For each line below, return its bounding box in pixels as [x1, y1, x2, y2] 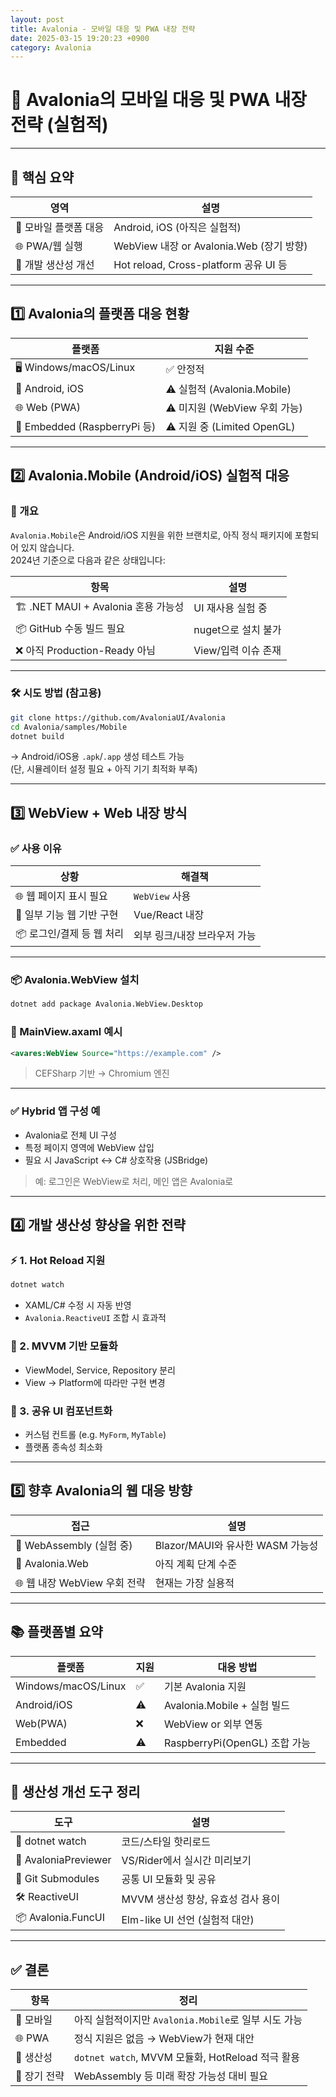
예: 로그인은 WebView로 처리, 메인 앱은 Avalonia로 [34, 1175, 234, 1187]
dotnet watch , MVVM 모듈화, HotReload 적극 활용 [73, 2051, 301, 2065]
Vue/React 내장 [133, 908, 205, 922]
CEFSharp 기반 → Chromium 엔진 [34, 1067, 170, 1080]
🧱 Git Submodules [15, 1872, 100, 1886]
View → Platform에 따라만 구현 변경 [24, 1376, 166, 1388]
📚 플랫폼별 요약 [10, 1624, 103, 1641]
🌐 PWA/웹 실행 [15, 239, 83, 253]
